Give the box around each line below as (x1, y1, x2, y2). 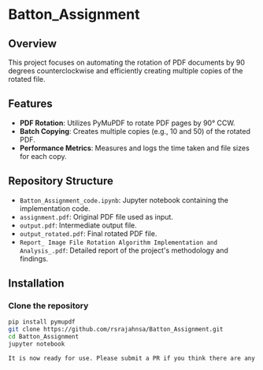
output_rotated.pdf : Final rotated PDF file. (19, 228, 157, 238)
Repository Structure (8, 175, 114, 188)
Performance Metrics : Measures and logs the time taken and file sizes (19, 143, 250, 153)
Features (8, 97, 53, 111)
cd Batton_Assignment (8, 333, 80, 341)
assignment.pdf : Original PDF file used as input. (19, 212, 173, 221)
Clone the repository (8, 300, 89, 311)
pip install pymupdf (8, 318, 76, 326)
